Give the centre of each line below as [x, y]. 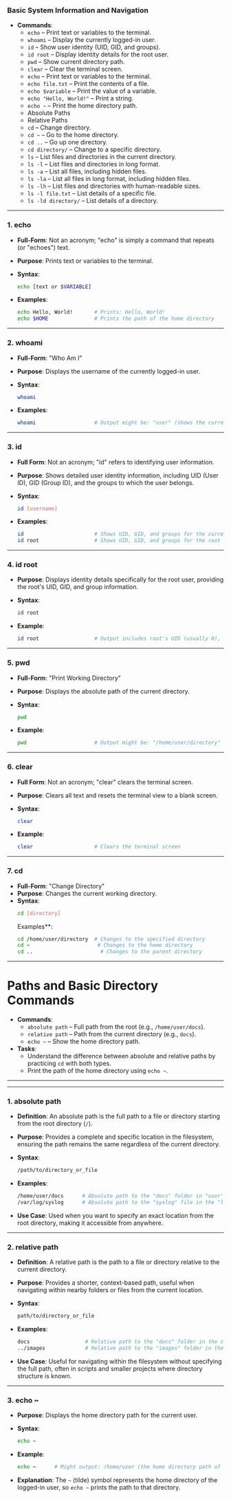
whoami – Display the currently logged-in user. [91, 40]
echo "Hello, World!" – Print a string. [80, 98]
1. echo [19, 225]
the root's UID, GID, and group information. [78, 587]
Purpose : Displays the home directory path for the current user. [107, 1415]
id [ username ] [37, 509]
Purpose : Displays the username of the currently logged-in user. [109, 371]
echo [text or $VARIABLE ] [54, 287]
